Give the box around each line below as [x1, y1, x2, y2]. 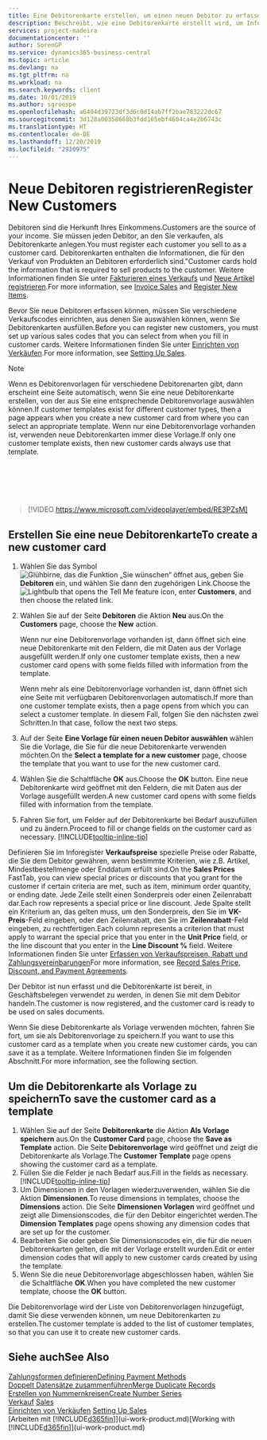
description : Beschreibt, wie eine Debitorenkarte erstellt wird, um [8, 19, 244, 27]
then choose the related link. [19, 596, 114, 605]
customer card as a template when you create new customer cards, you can [8, 1040, 258, 1049]
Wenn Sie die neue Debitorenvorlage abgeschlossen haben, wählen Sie [19, 1269, 254, 1279]
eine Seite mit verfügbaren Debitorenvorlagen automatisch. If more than [19, 693, 253, 702]
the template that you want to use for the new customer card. [19, 759, 221, 769]
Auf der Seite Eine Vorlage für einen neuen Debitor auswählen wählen [19, 734, 254, 743]
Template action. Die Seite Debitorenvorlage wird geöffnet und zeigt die [19, 1142, 258, 1152]
